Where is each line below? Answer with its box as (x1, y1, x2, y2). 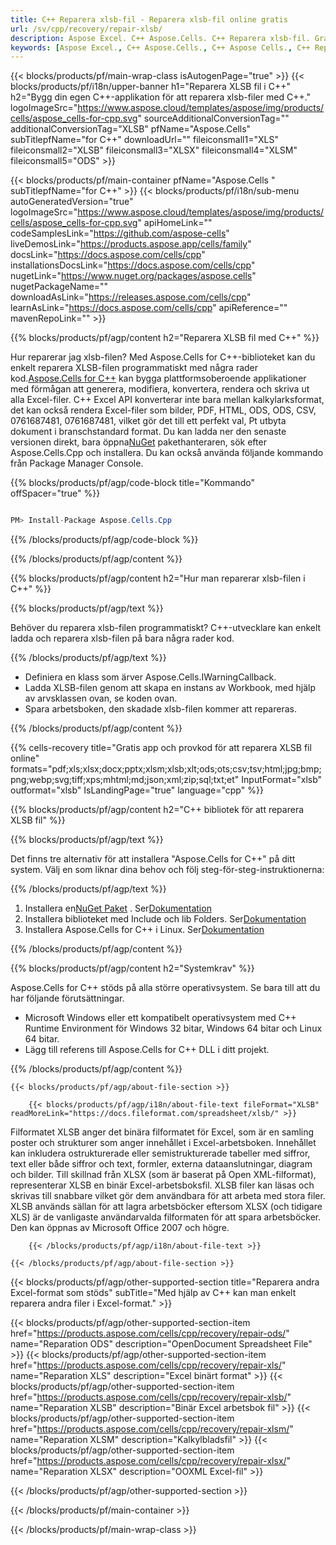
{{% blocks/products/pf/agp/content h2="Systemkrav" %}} (10, 962, 255, 975)
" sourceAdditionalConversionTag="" (137, 112, 290, 125)
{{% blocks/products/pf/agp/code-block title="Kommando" (10, 477, 255, 489)
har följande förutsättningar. (10, 992, 125, 1005)
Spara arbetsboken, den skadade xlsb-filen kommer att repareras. (24, 703, 297, 715)
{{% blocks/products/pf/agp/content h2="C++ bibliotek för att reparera (10, 804, 305, 816)
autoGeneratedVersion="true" (10, 196, 134, 208)
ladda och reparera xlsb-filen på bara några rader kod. (10, 632, 235, 645)
